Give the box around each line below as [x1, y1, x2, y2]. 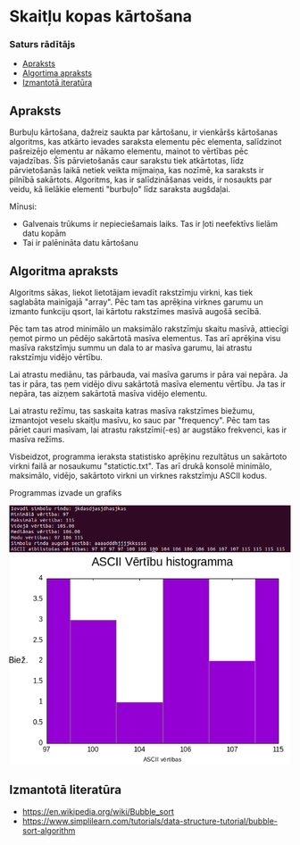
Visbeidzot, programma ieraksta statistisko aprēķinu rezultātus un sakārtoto [9, 451, 287, 462]
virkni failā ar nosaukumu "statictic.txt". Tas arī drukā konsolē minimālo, [9, 461, 272, 472]
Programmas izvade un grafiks [9, 488, 122, 498]
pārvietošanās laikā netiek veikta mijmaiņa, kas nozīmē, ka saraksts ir [9, 165, 264, 176]
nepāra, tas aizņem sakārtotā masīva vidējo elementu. [9, 389, 208, 399]
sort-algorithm [21, 824, 76, 836]
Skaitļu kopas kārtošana [9, 6, 192, 27]
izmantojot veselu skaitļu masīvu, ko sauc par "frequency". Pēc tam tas [9, 415, 271, 426]
